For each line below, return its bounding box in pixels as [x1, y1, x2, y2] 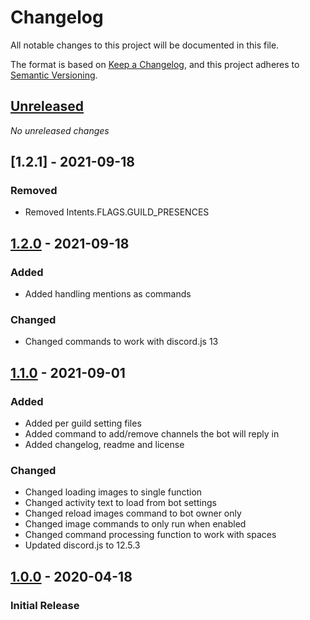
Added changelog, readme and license [24, 439, 185, 451]
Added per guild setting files [24, 417, 142, 430]
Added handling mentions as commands [24, 288, 192, 300]
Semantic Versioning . [10, 69, 98, 81]
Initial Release [10, 598, 80, 612]
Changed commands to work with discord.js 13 [24, 336, 219, 348]
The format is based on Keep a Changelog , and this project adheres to [10, 58, 300, 70]
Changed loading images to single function [24, 486, 203, 498]
